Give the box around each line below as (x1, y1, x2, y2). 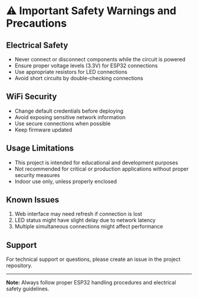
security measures (14, 171, 60, 178)
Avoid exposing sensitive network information (14, 113, 126, 120)
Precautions (6, 17, 67, 30)
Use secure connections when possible (14, 120, 111, 127)
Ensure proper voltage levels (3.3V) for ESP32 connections (14, 62, 158, 69)
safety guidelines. (6, 285, 49, 293)
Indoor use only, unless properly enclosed (14, 178, 117, 185)
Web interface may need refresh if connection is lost (14, 211, 143, 218)
